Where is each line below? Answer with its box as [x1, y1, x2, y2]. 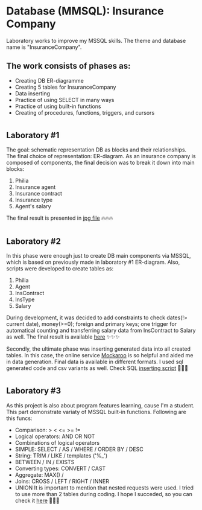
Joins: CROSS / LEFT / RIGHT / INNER [14, 477, 110, 485]
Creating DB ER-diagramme [14, 77, 84, 84]
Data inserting [14, 89, 50, 97]
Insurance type [14, 196, 53, 203]
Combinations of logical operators [14, 439, 100, 446]
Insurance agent [14, 183, 56, 191]
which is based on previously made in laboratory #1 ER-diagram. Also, [6, 258, 180, 266]
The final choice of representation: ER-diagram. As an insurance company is [6, 153, 196, 160]
